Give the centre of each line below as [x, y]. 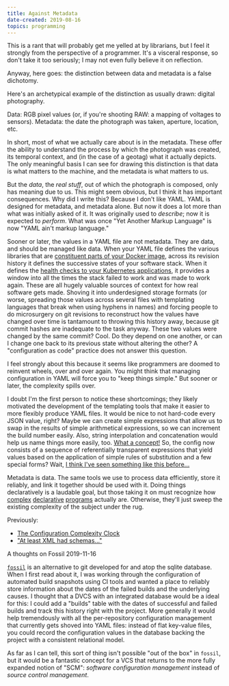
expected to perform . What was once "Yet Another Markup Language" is [109, 221]
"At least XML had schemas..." [59, 541]
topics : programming [37, 26]
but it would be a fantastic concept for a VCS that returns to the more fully [111, 661]
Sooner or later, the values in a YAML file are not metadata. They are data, [111, 242]
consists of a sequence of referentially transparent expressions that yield [110, 450]
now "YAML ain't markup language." [58, 228]
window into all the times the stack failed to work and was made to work [109, 278]
